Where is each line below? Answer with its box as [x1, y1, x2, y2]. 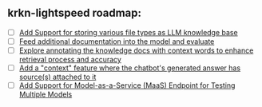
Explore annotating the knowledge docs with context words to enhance [18, 46, 254, 55]
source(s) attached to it [18, 72, 97, 82]
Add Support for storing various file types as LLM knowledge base [18, 27, 238, 37]
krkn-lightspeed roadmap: [7, 6, 141, 20]
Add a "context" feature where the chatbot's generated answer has [18, 63, 241, 73]
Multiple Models [18, 89, 73, 99]
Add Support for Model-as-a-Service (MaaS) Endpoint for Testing [18, 81, 236, 90]
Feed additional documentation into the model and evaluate [18, 36, 215, 46]
